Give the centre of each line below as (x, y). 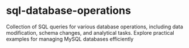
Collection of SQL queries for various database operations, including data (94, 27)
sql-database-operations (69, 11)
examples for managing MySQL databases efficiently (70, 39)
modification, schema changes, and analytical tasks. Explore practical (90, 32)
